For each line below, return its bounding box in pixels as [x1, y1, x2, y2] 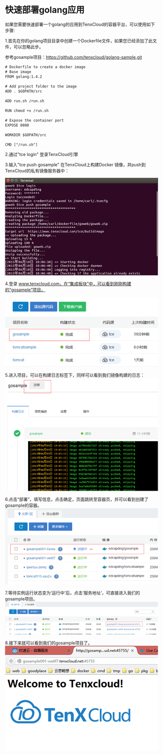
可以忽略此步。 [13, 44, 44, 50]
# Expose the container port [5, 118, 64, 123]
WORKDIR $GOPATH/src [5, 132, 47, 137]
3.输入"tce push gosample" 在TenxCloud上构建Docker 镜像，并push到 [5, 161, 146, 168]
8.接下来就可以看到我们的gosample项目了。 [5, 640, 92, 646]
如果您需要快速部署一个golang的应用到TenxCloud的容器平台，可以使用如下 [5, 21, 155, 27]
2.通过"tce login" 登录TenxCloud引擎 [5, 151, 79, 157]
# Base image [5, 69, 32, 74]
